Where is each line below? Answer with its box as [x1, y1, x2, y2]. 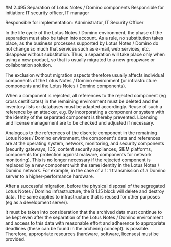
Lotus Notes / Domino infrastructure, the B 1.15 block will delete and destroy [5, 188, 164, 194]
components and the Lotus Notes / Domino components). [5, 83, 127, 89]
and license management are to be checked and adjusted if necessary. [5, 120, 155, 126]
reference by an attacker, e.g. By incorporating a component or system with [5, 109, 165, 115]
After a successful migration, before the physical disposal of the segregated [5, 183, 165, 189]
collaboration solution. [5, 62, 52, 68]
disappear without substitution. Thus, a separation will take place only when [5, 51, 165, 57]
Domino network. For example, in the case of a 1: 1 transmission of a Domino [5, 168, 166, 174]
